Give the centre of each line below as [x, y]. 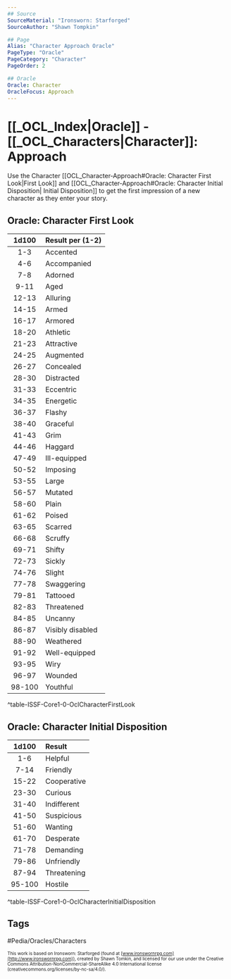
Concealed [63, 367]
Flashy [56, 413]
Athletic [58, 332]
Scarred [58, 527]
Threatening [65, 873]
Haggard [60, 447]
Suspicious [64, 816]
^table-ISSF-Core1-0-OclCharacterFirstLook [71, 704]
